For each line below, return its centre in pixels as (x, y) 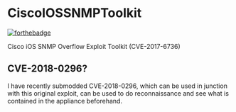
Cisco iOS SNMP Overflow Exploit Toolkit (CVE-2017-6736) (94, 46)
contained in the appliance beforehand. (65, 101)
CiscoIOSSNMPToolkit (75, 13)
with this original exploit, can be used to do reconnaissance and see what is (118, 93)
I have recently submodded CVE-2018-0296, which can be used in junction (117, 86)
